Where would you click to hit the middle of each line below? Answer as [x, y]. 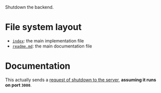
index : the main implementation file [48, 41]
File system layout [43, 27]
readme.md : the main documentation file [52, 46]
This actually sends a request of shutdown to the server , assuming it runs [81, 80]
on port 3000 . [19, 85]
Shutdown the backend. [29, 7]
